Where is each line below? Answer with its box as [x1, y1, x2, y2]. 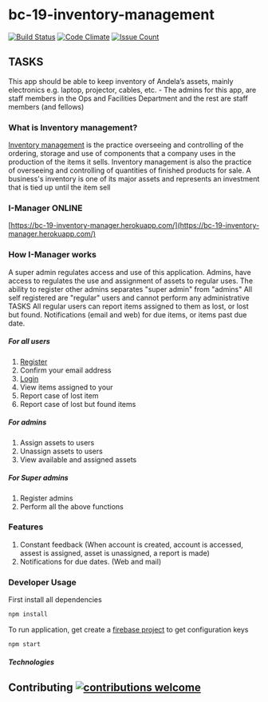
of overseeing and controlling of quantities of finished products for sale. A [8, 166, 251, 175]
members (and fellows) [8, 102, 85, 111]
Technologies [8, 657, 54, 667]
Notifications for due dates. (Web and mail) [19, 556, 162, 566]
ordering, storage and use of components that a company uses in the [8, 149, 236, 158]
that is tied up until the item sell [8, 182, 111, 193]
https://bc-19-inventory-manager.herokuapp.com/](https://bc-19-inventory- [10, 221, 260, 230]
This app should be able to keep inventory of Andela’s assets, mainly [8, 76, 234, 86]
